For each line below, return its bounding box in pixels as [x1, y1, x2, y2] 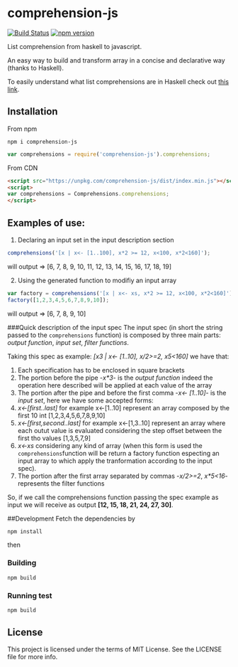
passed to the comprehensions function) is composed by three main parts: [7, 331, 221, 339]
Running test [7, 590, 52, 600]
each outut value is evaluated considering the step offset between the [17, 426, 222, 434]
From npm [7, 124, 38, 133]
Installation [7, 105, 58, 118]
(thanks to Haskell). [7, 63, 64, 72]
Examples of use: [7, 217, 85, 229]
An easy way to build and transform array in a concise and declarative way [7, 55, 225, 65]
